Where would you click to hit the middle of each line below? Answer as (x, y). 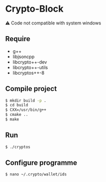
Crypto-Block (34, 9)
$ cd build (17, 105)
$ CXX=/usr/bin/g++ (26, 110)
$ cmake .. (17, 115)
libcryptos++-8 (28, 73)
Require (18, 39)
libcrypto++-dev (30, 62)
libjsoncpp (23, 56)
